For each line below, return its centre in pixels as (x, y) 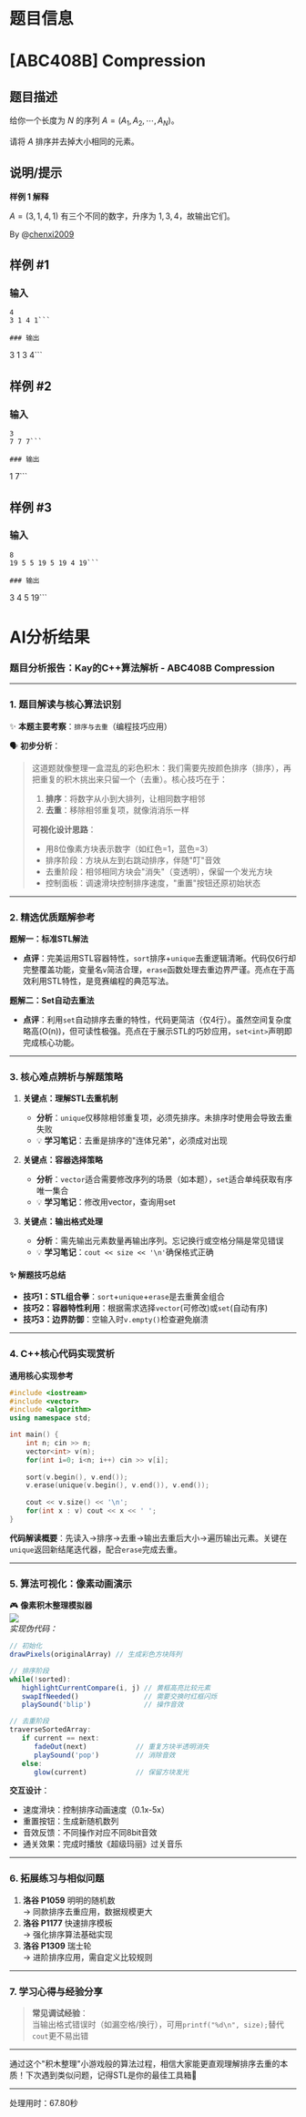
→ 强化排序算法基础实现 (68, 1934)
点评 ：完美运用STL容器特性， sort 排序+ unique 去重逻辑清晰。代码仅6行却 (159, 958)
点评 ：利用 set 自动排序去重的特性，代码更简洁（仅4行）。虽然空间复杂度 (157, 1019)
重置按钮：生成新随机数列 (71, 1821)
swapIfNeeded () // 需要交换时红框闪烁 (119, 1696)
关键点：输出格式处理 (62, 1221)
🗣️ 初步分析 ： (35, 745)
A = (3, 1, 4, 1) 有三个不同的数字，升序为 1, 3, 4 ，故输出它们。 (122, 216)
